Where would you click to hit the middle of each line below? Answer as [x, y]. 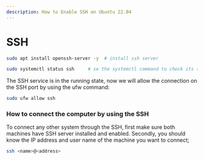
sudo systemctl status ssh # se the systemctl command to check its [100, 69]
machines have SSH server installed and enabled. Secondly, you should [96, 134]
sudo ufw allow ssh [31, 99]
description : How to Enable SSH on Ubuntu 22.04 [69, 12]
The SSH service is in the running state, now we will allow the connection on [102, 81]
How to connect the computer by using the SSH [78, 114]
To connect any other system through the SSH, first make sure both [91, 127]
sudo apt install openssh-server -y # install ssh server [83, 58]
